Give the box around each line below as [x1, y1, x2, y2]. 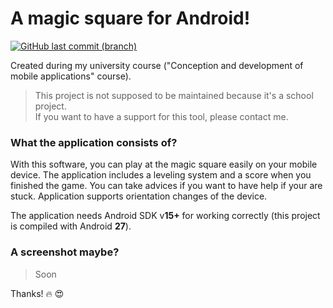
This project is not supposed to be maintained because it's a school [34, 89, 314, 101]
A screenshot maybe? [10, 245, 120, 259]
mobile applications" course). [10, 70, 132, 82]
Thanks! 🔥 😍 [10, 287, 65, 299]
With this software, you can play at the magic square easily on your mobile [10, 158, 318, 171]
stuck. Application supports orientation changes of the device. [10, 190, 268, 202]
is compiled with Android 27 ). [10, 220, 132, 232]
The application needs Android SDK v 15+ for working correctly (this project [10, 210, 321, 222]
